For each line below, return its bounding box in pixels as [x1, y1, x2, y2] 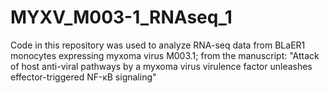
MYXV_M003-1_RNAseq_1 [10, 6, 233, 29]
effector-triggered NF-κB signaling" [10, 71, 157, 83]
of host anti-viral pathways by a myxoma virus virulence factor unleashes [10, 60, 313, 72]
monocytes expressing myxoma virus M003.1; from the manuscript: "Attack [10, 49, 320, 61]
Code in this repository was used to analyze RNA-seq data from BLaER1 [10, 39, 306, 51]
